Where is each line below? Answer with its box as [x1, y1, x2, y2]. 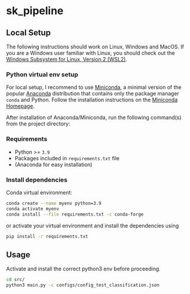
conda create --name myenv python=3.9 [6, 200, 101, 206]
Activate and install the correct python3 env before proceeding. [6, 265, 161, 272]
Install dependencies [6, 176, 68, 184]
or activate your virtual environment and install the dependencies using [6, 222, 179, 229]
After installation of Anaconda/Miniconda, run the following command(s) [6, 114, 182, 121]
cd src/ [6, 277, 25, 283]
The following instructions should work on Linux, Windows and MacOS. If [6, 43, 185, 50]
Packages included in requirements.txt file [14, 154, 120, 161]
